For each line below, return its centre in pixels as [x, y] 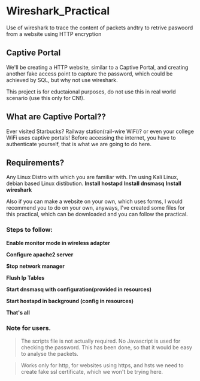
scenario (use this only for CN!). [46, 98]
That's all [18, 312]
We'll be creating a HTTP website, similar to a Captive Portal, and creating [97, 67]
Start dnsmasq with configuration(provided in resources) [79, 289]
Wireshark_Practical [58, 11]
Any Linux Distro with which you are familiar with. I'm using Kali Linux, [92, 177]
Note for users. [29, 328]
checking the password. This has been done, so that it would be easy [107, 347]
